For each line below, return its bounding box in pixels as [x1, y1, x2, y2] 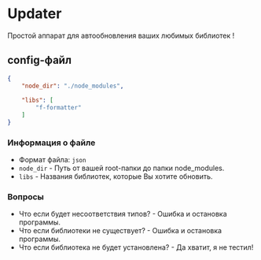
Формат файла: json [18, 155, 86, 165]
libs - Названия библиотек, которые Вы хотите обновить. [18, 172, 213, 181]
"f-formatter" [35, 104, 82, 112]
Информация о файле [7, 137, 96, 148]
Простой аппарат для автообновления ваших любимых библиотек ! [7, 31, 235, 40]
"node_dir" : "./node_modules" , [21, 82, 124, 90]
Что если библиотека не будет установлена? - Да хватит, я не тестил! [18, 243, 254, 252]
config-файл [7, 54, 72, 67]
